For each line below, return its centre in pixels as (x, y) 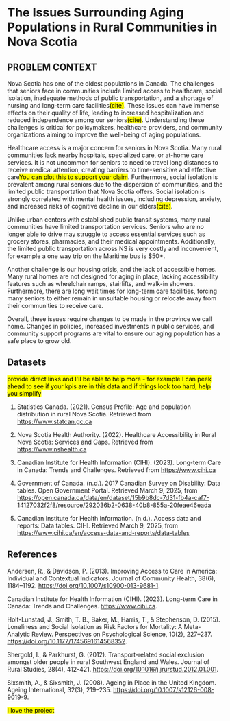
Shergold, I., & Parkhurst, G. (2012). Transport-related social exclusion (106, 654)
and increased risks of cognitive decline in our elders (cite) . (90, 206)
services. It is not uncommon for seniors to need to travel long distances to (113, 162)
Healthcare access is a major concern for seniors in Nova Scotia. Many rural (115, 148)
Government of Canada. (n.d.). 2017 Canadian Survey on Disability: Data (119, 483)
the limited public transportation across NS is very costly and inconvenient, (113, 249)
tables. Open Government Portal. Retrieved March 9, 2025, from (107, 490)
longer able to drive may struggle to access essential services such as (106, 234)
